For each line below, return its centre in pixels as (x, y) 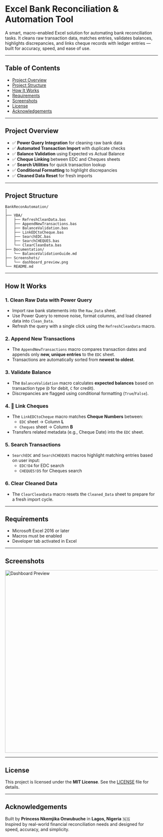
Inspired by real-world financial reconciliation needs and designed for (74, 824)
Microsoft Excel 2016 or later (41, 531)
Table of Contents (33, 68)
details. (12, 787)
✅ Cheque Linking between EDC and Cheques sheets (66, 159)
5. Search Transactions (33, 444)
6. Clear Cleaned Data (31, 483)
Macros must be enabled (37, 536)
